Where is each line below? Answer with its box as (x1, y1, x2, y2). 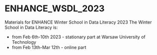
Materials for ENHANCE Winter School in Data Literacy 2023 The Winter (4, 19, 152, 25)
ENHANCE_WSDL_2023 (4, 3, 105, 14)
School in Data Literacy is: (4, 24, 58, 30)
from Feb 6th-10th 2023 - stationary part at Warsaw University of (11, 34, 146, 40)
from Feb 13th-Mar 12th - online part (11, 44, 86, 50)
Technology (11, 39, 37, 45)
